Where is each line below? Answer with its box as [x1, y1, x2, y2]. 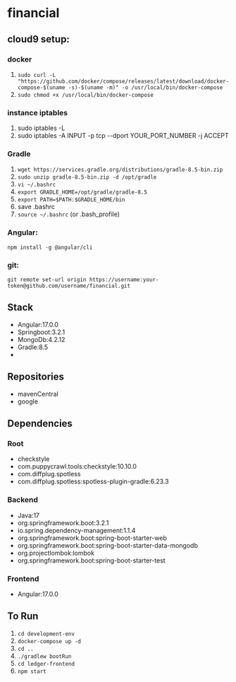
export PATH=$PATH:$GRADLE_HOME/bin [17, 196, 125, 204]
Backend [7, 495, 39, 505]
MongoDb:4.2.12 [17, 335, 66, 343]
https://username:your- [89, 276, 159, 283]
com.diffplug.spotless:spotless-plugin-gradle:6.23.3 [17, 477, 169, 486]
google [17, 397, 39, 406]
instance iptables [7, 107, 68, 117]
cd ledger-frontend [17, 660, 75, 667]
